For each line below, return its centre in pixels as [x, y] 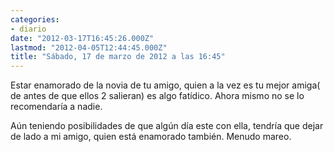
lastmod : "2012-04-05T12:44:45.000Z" [89, 47]
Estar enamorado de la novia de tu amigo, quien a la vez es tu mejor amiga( [165, 85]
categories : [35, 19]
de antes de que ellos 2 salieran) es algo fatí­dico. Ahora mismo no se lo [157, 96]
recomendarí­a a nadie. [56, 107]
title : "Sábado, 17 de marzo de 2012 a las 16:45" [118, 57]
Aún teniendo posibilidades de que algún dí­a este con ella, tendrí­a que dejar [167, 126]
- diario [28, 29]
